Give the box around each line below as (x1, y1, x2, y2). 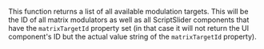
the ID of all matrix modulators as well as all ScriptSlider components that (8, 15, 250, 24)
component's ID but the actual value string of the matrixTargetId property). (8, 32, 258, 41)
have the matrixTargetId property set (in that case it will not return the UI (8, 24, 250, 32)
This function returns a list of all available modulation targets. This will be (8, 7, 249, 16)
